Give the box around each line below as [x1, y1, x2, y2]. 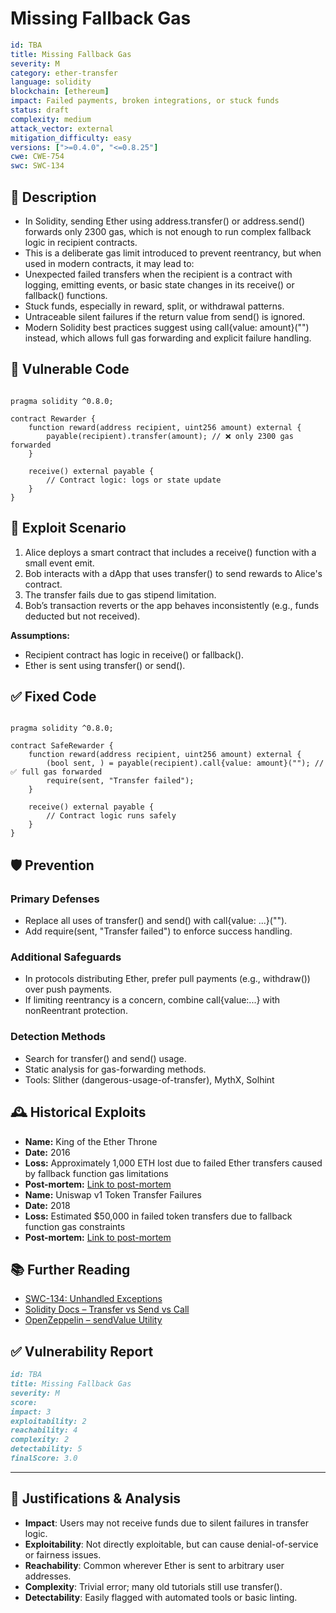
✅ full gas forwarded [10, 767, 103, 777]
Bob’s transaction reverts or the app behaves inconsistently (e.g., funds [24, 599, 320, 611]
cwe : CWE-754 [10, 152, 65, 162]
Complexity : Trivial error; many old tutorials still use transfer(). [24, 1580, 283, 1592]
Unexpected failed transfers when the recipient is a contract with [24, 268, 293, 280]
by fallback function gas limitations [24, 1167, 169, 1179]
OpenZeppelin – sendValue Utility [24, 1314, 163, 1326]
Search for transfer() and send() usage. [24, 1052, 187, 1064]
